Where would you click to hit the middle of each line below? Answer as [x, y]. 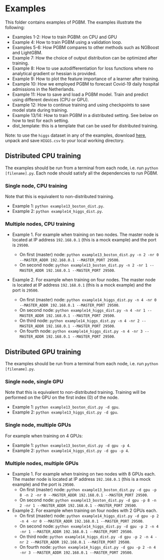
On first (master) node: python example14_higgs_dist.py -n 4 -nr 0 [88, 300]
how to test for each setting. [41, 120]
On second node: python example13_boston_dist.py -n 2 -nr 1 [83, 265]
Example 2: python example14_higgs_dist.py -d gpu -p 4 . [71, 450]
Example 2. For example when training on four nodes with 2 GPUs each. [85, 511]
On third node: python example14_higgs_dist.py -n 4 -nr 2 [80, 321]
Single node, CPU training [36, 186]
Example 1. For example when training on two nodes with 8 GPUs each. [84, 474]
